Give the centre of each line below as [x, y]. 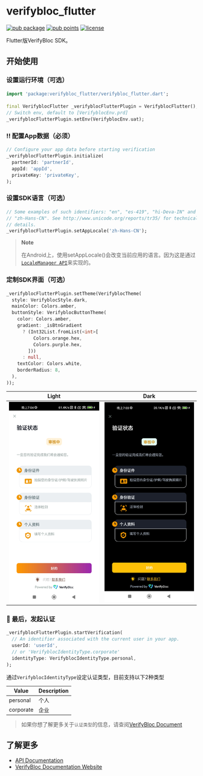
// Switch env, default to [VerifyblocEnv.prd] [67, 113]
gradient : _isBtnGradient [50, 326]
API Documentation [39, 760]
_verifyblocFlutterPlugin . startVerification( [64, 633]
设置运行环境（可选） [37, 80]
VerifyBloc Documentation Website [59, 766]
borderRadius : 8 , [39, 370]
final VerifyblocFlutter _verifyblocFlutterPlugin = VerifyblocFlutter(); [102, 107]
